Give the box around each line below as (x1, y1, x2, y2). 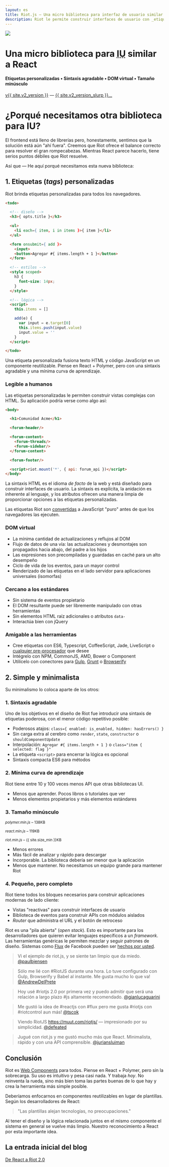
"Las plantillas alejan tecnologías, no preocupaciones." (17, 1108, 131, 1114)
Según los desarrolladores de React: (5, 1099, 80, 1105)
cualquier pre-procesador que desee (12, 648, 90, 654)
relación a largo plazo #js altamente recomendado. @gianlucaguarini (17, 994, 160, 1000)
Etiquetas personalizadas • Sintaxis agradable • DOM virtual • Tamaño (5, 76, 155, 82)
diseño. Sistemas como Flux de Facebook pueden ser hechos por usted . (5, 943, 155, 950)
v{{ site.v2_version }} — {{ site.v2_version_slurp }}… (5, 92, 113, 98)
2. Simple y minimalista (5, 673, 79, 682)
